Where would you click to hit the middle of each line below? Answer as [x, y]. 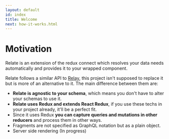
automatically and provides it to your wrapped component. [66, 68]
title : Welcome [21, 19]
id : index [16, 15]
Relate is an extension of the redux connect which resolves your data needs [84, 63]
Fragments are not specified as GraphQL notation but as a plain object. [87, 126]
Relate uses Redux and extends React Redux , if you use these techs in [87, 104]
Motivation [29, 49]
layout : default [22, 10]
